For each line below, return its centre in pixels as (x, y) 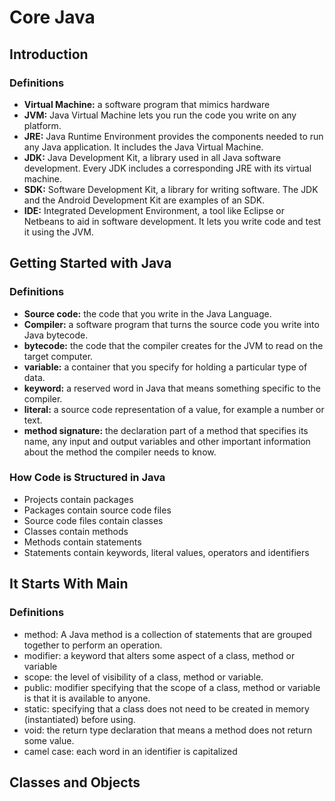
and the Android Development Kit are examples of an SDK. (144, 200)
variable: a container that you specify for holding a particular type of (165, 367)
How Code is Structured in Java (87, 478)
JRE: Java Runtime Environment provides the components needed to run (173, 136)
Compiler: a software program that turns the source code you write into (171, 324)
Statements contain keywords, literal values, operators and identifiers (166, 552)
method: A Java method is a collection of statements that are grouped (167, 634)
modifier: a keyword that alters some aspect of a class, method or (159, 655)
